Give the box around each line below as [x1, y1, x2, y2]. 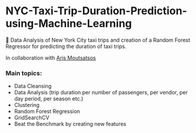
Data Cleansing [14, 83, 52, 90]
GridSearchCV [14, 114, 50, 121]
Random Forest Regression [14, 108, 81, 115]
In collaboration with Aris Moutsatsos [5, 54, 96, 61]
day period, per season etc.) [14, 95, 83, 102]
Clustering [14, 102, 40, 109]
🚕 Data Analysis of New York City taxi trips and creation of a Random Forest [5, 36, 191, 43]
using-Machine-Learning [5, 17, 132, 30]
